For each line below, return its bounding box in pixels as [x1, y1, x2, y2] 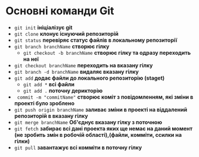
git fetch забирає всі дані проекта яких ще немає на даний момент [14, 125, 193, 132]
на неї [23, 55, 39, 62]
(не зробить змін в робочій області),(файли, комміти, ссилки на [14, 131, 182, 138]
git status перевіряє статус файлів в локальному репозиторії [14, 36, 178, 43]
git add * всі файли [23, 80, 75, 87]
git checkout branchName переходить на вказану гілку [14, 61, 153, 69]
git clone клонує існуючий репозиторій [14, 30, 119, 37]
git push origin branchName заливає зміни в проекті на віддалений [14, 106, 188, 113]
